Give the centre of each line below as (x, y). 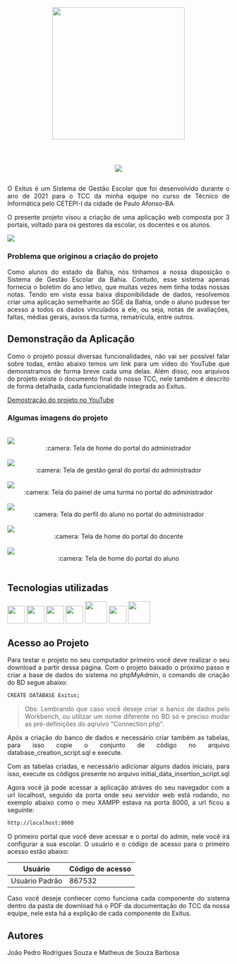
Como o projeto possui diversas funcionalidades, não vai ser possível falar (119, 356)
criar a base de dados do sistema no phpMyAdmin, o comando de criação (119, 675)
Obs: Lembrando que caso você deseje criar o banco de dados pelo (127, 709)
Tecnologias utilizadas (58, 588)
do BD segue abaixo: (38, 683)
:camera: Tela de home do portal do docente (119, 536)
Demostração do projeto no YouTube (61, 400)
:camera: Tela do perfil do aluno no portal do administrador (119, 514)
